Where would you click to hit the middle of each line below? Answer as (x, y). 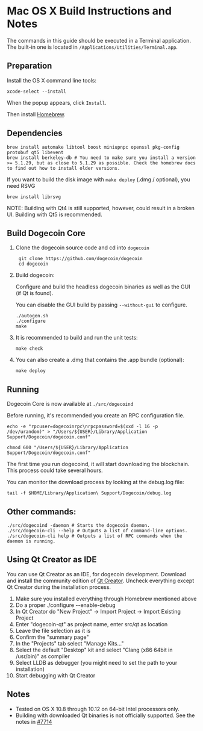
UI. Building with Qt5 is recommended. (55, 214)
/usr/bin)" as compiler (42, 656)
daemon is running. (31, 541)
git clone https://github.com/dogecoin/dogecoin (81, 259)
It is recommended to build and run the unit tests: (77, 338)
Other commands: (42, 512)
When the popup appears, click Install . (57, 102)
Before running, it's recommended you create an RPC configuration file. (96, 415)
